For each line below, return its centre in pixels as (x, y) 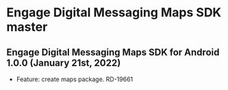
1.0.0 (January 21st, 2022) (64, 63)
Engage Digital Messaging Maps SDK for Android (113, 52)
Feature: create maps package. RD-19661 (75, 79)
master (27, 27)
